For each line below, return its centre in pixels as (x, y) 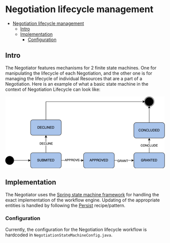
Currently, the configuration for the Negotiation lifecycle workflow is (76, 229)
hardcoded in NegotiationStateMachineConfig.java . (59, 235)
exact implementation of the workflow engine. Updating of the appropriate (83, 200)
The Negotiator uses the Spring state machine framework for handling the (82, 194)
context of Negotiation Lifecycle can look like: (53, 89)
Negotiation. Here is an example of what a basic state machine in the (77, 84)
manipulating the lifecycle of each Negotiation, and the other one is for (79, 73)
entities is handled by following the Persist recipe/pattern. (65, 205)
